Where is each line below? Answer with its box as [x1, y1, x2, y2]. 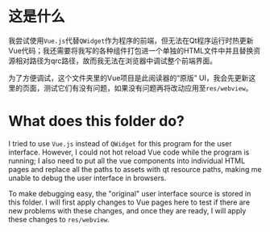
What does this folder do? [8, 112, 185, 130]
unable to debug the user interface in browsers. [8, 173, 167, 183]
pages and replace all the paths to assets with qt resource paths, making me [8, 164, 262, 174]
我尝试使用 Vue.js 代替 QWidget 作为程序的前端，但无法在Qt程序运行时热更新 [8, 36, 254, 45]
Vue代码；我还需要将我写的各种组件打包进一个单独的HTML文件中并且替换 [8, 45, 254, 55]
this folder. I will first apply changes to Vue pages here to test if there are [8, 197, 251, 207]
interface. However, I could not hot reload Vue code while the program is [8, 147, 250, 157]
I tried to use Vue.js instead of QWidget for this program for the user [8, 138, 232, 148]
